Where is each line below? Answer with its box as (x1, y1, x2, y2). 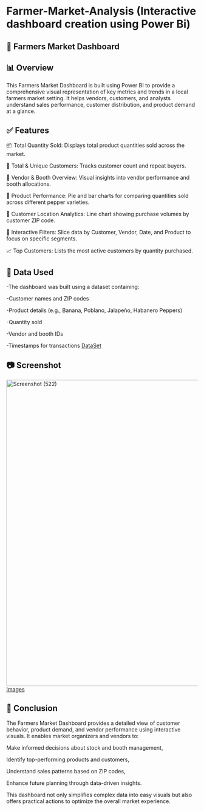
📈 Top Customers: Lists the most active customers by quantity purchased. (6, 247, 193, 254)
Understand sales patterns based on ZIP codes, (6, 767, 126, 775)
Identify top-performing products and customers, (6, 756, 129, 763)
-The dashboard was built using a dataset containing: (6, 283, 140, 291)
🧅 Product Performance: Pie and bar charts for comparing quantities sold (6, 192, 189, 200)
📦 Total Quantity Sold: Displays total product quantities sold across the (6, 141, 185, 149)
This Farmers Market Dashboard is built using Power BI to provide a (6, 82, 175, 89)
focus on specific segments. (6, 235, 78, 242)
